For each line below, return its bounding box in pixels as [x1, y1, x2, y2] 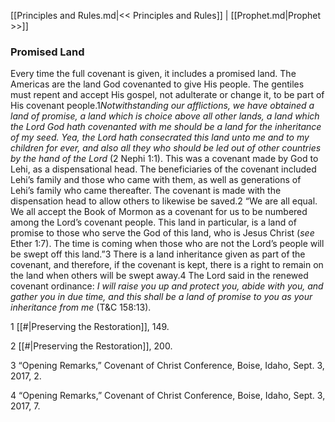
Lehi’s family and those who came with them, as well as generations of [10, 174, 302, 186]
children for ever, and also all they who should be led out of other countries [10, 142, 322, 154]
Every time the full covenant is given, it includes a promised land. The [10, 68, 297, 80]
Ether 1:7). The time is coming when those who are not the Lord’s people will [10, 238, 325, 250]
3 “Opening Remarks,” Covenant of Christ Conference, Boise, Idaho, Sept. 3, [10, 360, 325, 372]
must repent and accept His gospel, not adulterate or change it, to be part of [10, 89, 325, 101]
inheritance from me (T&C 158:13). [10, 301, 152, 314]
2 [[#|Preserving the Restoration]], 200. [10, 340, 173, 352]
